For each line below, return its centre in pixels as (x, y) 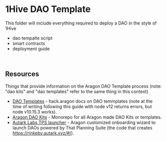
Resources (22, 74)
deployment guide (31, 48)
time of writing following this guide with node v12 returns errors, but (82, 106)
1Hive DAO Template (48, 9)
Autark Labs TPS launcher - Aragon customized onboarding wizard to (84, 122)
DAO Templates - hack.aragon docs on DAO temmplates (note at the (83, 101)
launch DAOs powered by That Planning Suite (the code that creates (82, 127)
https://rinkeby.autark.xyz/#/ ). (43, 133)
